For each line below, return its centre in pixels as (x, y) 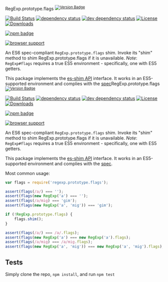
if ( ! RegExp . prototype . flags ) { (39, 214)
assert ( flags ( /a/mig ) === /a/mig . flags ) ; (49, 242)
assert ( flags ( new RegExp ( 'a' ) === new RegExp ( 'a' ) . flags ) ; (68, 237)
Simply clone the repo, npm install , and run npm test (60, 274)
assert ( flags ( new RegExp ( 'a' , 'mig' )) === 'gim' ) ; (59, 205)
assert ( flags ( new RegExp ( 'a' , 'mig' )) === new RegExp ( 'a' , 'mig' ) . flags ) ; (85, 247)
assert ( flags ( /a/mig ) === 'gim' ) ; (41, 201)
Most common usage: (27, 173)
